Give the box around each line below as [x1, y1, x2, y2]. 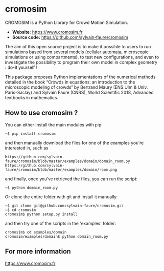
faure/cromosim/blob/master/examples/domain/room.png [5, 167, 117, 172]
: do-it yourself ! [5, 64, 38, 70]
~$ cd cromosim [5, 208, 36, 212]
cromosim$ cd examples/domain [5, 229, 67, 235]
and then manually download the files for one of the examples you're [5, 140, 144, 146]
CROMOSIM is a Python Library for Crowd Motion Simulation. [5, 20, 128, 25]
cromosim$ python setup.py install [5, 211, 78, 217]
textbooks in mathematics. [5, 94, 59, 101]
